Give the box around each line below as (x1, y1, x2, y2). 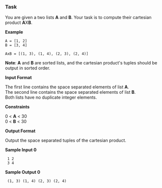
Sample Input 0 (5, 147, 37, 153)
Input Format (5, 75, 32, 81)
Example (5, 29, 23, 35)
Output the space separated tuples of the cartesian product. (5, 138, 126, 144)
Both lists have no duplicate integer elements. (5, 94, 97, 101)
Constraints (5, 104, 30, 110)
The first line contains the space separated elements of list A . (5, 84, 129, 90)
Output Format (5, 128, 36, 134)
